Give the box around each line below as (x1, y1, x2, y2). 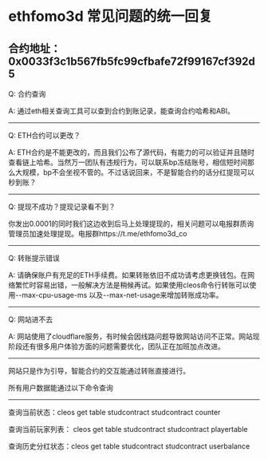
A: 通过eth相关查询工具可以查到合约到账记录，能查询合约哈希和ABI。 (8, 106, 235, 116)
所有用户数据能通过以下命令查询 (8, 383, 113, 392)
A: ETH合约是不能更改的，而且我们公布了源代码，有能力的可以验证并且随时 (8, 148, 255, 156)
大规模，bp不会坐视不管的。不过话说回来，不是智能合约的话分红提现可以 (14, 168, 255, 176)
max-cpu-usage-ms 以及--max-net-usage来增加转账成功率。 (21, 291, 223, 299)
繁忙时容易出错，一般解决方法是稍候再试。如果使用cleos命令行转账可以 (14, 280, 250, 290)
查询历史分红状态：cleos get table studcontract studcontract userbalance (8, 441, 250, 451)
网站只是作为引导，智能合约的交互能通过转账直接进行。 (8, 366, 190, 375)
